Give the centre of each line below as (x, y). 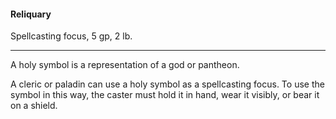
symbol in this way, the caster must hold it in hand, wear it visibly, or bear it (165, 95)
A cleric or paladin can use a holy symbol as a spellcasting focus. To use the (167, 84)
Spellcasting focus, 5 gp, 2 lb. (71, 36)
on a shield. (34, 106)
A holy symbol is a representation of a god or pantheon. (125, 65)
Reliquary (31, 14)
